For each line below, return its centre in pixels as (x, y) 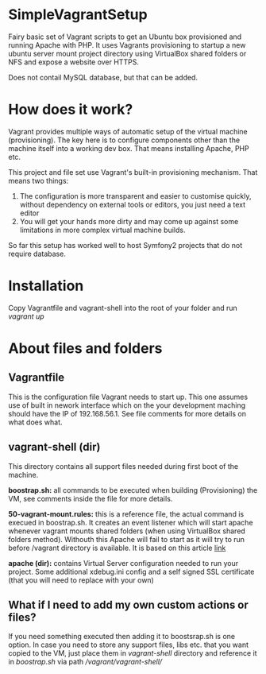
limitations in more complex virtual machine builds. (102, 230)
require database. (37, 254)
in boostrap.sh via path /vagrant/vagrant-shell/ (85, 662)
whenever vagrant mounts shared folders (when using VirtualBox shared (127, 531)
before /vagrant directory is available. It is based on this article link (117, 548)
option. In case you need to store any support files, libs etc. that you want (128, 645)
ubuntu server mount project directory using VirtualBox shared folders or (127, 53)
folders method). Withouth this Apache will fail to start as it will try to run (126, 539)
